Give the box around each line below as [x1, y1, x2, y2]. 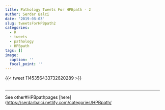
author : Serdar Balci [5, 12, 50, 17]
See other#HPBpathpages [5, 94, 58, 100]
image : [5, 52, 19, 58]
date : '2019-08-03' [5, 16, 45, 21]
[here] [58, 94, 72, 100]
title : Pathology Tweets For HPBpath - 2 [5, 7, 91, 12]
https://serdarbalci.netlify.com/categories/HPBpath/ [6, 100, 112, 106]
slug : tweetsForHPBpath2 [5, 21, 56, 26]
